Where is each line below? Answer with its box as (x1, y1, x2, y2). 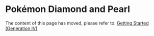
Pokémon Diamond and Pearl (5, 3, 131, 15)
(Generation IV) (5, 25, 38, 31)
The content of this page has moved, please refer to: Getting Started (5, 20, 149, 26)
